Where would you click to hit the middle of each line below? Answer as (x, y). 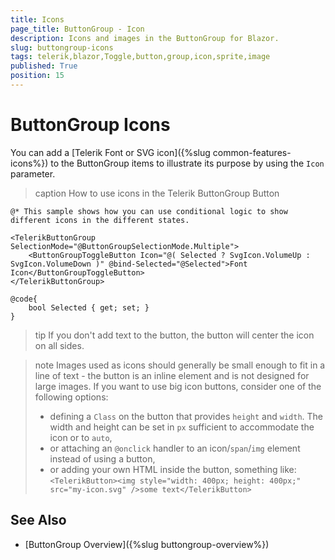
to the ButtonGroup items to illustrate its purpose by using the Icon (187, 163)
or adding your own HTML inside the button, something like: (173, 469)
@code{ (24, 299)
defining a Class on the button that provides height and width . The (186, 416)
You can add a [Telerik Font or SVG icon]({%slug (110, 152)
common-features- (252, 152)
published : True (44, 66)
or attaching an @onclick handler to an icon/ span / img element (175, 448)
